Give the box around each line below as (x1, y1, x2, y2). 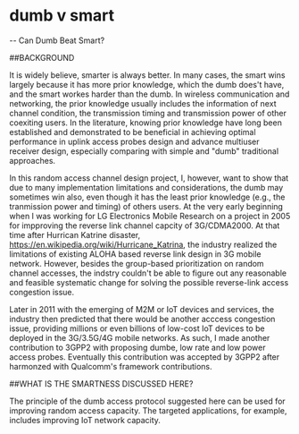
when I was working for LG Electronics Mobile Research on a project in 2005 (9, 210, 291, 221)
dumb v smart (9, 5, 115, 26)
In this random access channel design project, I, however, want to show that (9, 172, 289, 183)
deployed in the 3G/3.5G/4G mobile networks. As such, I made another (9, 332, 270, 343)
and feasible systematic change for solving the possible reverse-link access (9, 277, 289, 287)
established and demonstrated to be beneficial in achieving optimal (9, 126, 256, 137)
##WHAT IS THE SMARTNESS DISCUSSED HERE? (9, 378, 194, 389)
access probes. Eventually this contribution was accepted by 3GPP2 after (9, 351, 280, 362)
